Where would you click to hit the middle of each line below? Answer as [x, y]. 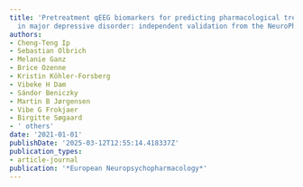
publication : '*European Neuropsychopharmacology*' [108, 168]
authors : [26, 34]
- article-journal [44, 160]
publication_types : [46, 151]
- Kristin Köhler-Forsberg [60, 76]
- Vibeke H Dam [38, 85]
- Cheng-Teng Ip [40, 43]
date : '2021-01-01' [46, 135]
